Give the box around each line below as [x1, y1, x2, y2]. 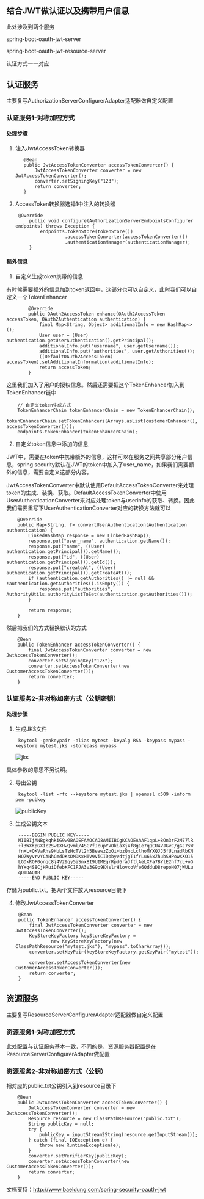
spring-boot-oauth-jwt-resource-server [6, 47, 106, 54]
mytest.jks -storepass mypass [40, 743, 117, 749]
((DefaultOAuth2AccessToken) [38, 353, 114, 360]
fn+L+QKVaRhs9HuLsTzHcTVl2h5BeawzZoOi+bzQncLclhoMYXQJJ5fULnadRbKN [18, 848, 194, 855]
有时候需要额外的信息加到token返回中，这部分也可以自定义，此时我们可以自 [6, 286, 197, 293]
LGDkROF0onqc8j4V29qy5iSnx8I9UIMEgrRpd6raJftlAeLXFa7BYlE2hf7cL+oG [18, 859, 194, 865]
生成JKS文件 [15, 725, 48, 733]
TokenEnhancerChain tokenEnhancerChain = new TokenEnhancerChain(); [17, 407, 195, 413]
